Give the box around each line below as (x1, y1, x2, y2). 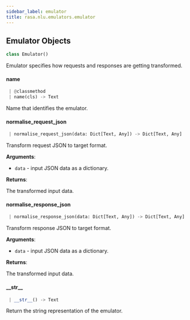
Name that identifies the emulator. (6, 105, 88, 112)
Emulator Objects (6, 36, 72, 46)
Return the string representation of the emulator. (6, 307, 123, 315)
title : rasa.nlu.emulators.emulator (6, 14, 96, 20)
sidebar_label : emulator (6, 8, 67, 15)
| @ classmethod (8, 89, 46, 95)
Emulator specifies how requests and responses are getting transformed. (6, 62, 183, 69)
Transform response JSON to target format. (6, 225, 111, 232)
